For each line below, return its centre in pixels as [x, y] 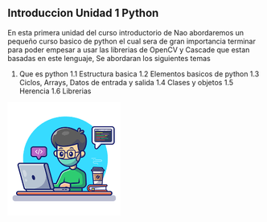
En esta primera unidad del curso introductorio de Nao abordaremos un [126, 32]
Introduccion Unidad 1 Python [83, 13]
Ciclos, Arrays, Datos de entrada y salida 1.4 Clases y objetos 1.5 [126, 82]
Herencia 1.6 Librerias [55, 91]
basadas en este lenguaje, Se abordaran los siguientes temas [109, 58]
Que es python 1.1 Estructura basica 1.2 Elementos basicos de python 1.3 [139, 74]
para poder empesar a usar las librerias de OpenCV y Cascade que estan [129, 49]
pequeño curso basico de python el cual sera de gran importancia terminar [132, 41]
